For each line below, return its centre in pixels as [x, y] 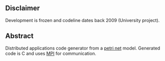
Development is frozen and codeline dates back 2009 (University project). [82, 20]
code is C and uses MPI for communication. [51, 53]
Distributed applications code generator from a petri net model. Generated [83, 48]
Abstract [19, 36]
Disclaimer [23, 8]
